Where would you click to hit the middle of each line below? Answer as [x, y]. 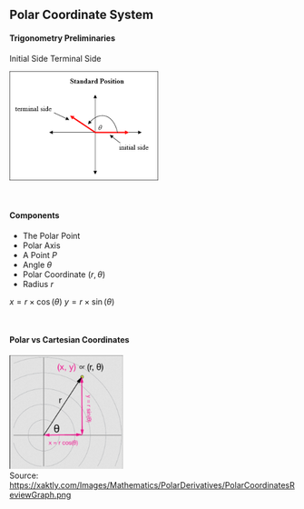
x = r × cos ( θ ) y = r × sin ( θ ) [62, 301]
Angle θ [37, 264]
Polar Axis [41, 245]
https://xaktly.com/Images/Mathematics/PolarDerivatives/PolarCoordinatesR [152, 485]
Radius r [38, 284]
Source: [24, 475]
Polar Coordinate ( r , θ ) [64, 274]
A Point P [39, 254]
